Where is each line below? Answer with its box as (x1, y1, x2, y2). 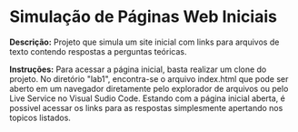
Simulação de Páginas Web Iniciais (9, 6, 277, 27)
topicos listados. (9, 112, 71, 123)
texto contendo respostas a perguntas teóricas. (9, 46, 187, 56)
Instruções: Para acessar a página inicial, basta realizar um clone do (9, 64, 267, 75)
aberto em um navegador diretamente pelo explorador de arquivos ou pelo (9, 83, 289, 94)
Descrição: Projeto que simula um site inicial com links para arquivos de (9, 36, 280, 47)
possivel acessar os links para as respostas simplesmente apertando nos (9, 102, 283, 113)
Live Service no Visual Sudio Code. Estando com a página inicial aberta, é (9, 93, 286, 104)
